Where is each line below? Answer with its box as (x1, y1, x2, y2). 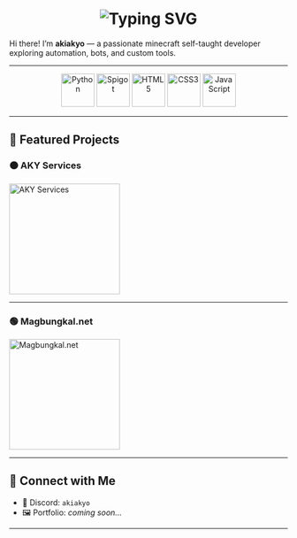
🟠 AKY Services (9, 159, 82, 172)
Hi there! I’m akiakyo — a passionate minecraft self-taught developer (9, 38, 261, 49)
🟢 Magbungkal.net (9, 315, 94, 327)
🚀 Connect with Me (9, 473, 117, 488)
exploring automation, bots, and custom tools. (9, 47, 177, 58)
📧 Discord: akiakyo (21, 496, 90, 508)
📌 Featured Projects (9, 133, 120, 148)
